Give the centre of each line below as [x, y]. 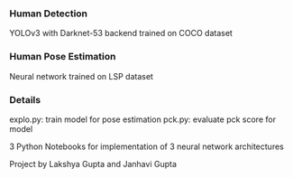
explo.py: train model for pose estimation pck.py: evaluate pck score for [143, 119]
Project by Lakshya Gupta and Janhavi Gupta [93, 164]
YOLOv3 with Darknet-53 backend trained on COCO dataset [121, 33]
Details [25, 99]
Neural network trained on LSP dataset [81, 76]
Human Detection [49, 14]
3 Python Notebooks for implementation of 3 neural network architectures [146, 146]
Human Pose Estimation [63, 57]
